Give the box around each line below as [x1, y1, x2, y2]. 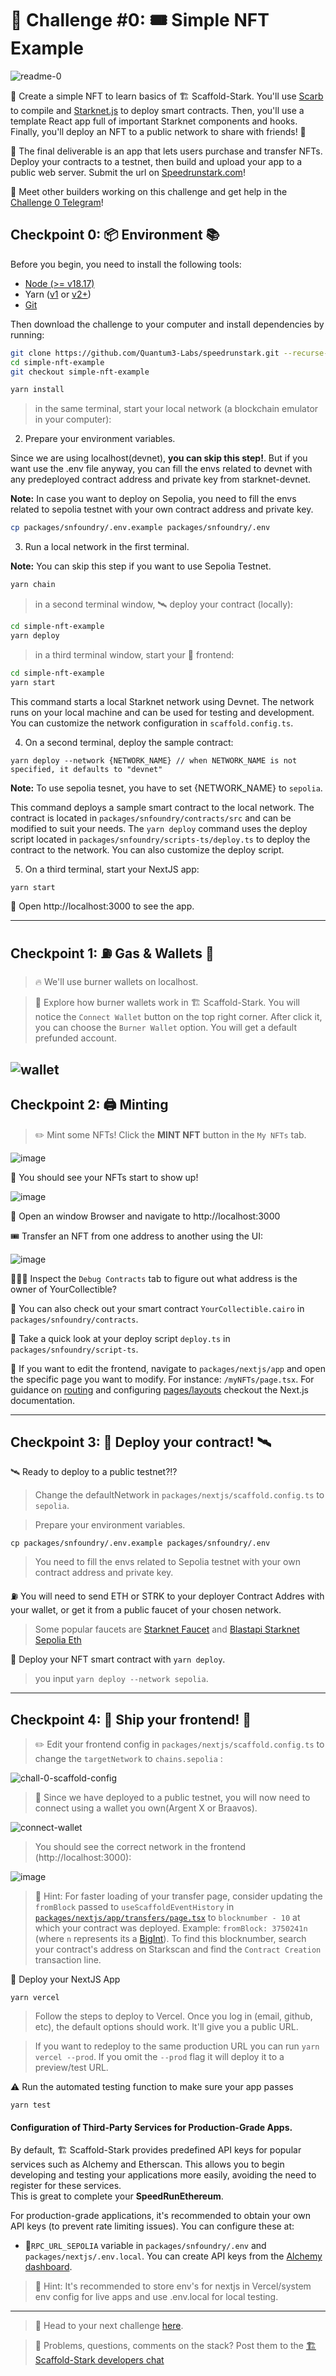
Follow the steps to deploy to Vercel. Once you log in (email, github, [34, 2010, 313, 2022]
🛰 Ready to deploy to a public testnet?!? [10, 1466, 178, 1478]
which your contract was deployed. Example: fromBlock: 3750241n [34, 1922, 308, 1934]
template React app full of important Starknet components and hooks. [10, 115, 298, 127]
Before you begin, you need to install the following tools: [10, 258, 242, 270]
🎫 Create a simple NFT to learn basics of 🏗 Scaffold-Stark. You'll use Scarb [10, 90, 324, 102]
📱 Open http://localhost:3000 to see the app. [10, 900, 195, 912]
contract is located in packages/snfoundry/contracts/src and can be [10, 812, 292, 824]
